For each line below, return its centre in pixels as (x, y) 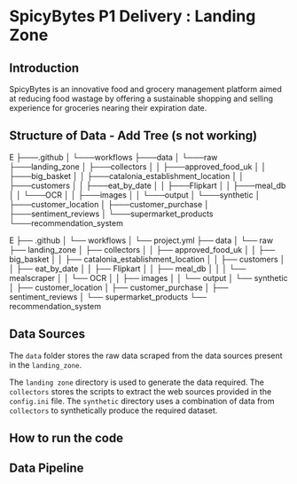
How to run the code (66, 438)
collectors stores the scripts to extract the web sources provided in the (141, 391)
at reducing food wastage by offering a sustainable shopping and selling (141, 98)
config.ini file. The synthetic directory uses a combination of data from (142, 401)
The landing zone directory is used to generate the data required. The (137, 382)
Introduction (44, 68)
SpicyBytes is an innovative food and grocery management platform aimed (145, 89)
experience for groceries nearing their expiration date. (108, 108)
